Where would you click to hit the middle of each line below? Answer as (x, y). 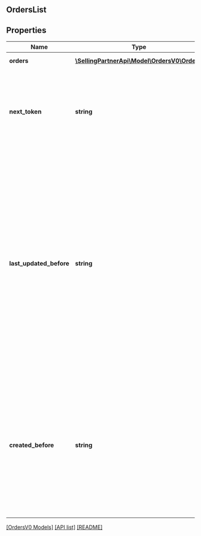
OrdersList (26, 10)
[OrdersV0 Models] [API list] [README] (54, 527)
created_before (32, 445)
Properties (26, 30)
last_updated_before (39, 264)
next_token (25, 112)
